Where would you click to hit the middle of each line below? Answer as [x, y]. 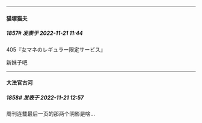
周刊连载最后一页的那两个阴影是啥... [51, 114]
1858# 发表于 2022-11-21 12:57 [45, 97]
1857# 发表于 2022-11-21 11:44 [44, 33]
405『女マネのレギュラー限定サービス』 [56, 49]
